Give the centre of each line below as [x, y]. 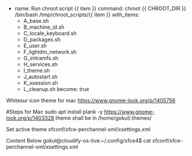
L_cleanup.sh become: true [56, 89]
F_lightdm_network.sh [50, 52]
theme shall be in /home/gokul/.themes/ [104, 118]
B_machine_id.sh [44, 27]
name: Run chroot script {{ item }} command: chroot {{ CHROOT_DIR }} [100, 8]
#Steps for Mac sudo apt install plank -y [54, 112]
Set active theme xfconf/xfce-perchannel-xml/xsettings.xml [78, 129]
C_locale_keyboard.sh [50, 33]
